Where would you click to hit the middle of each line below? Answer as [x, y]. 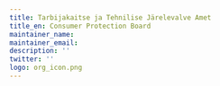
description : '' [40, 51]
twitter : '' [32, 59]
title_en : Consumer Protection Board [80, 26]
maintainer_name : [42, 34]
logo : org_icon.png [46, 68]
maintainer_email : [44, 43]
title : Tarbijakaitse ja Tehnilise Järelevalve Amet [110, 17]
